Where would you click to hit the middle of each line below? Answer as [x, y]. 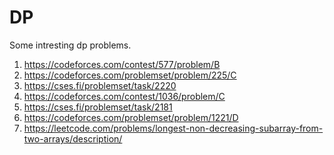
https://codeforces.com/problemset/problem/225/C [130, 75]
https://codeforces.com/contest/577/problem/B [122, 64]
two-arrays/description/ [73, 138]
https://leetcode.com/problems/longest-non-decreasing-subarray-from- [173, 128]
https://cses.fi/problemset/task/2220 [100, 85]
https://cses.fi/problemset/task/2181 [98, 107]
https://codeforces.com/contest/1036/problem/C [124, 96]
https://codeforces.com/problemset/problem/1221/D [131, 117]
